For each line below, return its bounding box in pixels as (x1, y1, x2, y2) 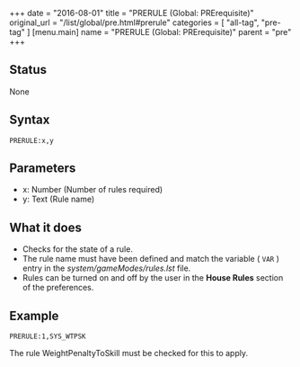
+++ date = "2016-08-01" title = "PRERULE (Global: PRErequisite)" (9, 8, 254, 18)
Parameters (9, 161, 76, 176)
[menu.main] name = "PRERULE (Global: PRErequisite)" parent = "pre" (31, 27, 292, 37)
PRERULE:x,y (9, 136, 54, 145)
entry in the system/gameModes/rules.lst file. (22, 263, 191, 273)
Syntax (9, 112, 50, 128)
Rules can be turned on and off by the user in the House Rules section (22, 273, 284, 283)
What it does (9, 219, 83, 235)
